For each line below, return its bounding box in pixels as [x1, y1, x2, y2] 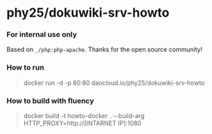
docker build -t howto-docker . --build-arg [23, 112, 145, 120]
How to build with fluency [6, 96, 94, 106]
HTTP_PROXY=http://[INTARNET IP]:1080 [23, 119, 142, 128]
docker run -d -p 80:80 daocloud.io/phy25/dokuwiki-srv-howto [23, 78, 205, 87]
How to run [6, 62, 44, 72]
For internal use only [6, 30, 78, 40]
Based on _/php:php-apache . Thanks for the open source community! [6, 45, 203, 53]
